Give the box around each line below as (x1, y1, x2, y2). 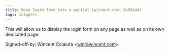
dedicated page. (5, 31, 40, 37)
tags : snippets (5, 12, 38, 17)
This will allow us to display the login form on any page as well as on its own (5, 26, 164, 32)
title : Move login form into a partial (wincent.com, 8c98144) (5, 7, 142, 13)
